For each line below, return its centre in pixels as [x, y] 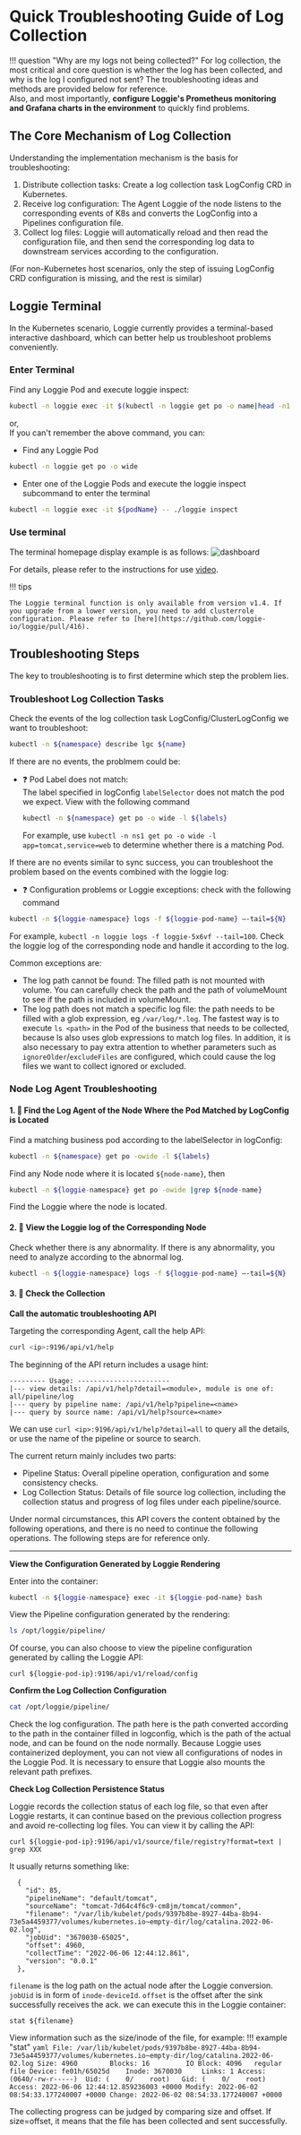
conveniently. [34, 347]
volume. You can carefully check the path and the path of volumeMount [155, 990]
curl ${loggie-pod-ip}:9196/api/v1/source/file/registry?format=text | [146, 1842]
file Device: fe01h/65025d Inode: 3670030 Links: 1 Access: [138, 2071]
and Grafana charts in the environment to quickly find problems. [130, 108]
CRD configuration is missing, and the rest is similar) [106, 278]
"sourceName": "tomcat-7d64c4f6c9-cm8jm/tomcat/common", [134, 1907]
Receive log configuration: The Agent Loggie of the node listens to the [152, 203]
